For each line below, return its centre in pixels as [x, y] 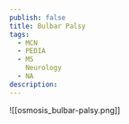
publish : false [38, 18]
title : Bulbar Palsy [48, 26]
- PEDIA [32, 51]
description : [34, 84]
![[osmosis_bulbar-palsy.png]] [65, 110]
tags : [19, 34]
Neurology [44, 68]
